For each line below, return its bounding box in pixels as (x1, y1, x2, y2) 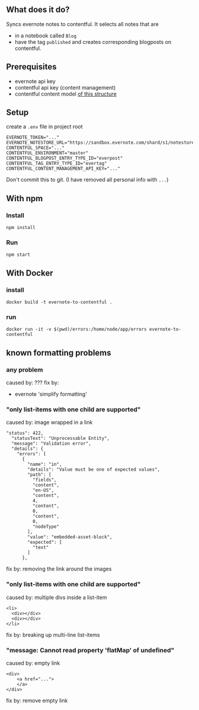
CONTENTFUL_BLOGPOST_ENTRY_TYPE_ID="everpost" (6, 156, 123, 161)
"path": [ (27, 472, 52, 478)
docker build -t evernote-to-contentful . (6, 299, 113, 305)
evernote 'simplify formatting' (14, 391, 88, 398)
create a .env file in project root (6, 123, 83, 130)
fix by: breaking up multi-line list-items (6, 631, 100, 638)
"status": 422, (6, 430, 44, 436)
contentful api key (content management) (14, 84, 116, 91)
